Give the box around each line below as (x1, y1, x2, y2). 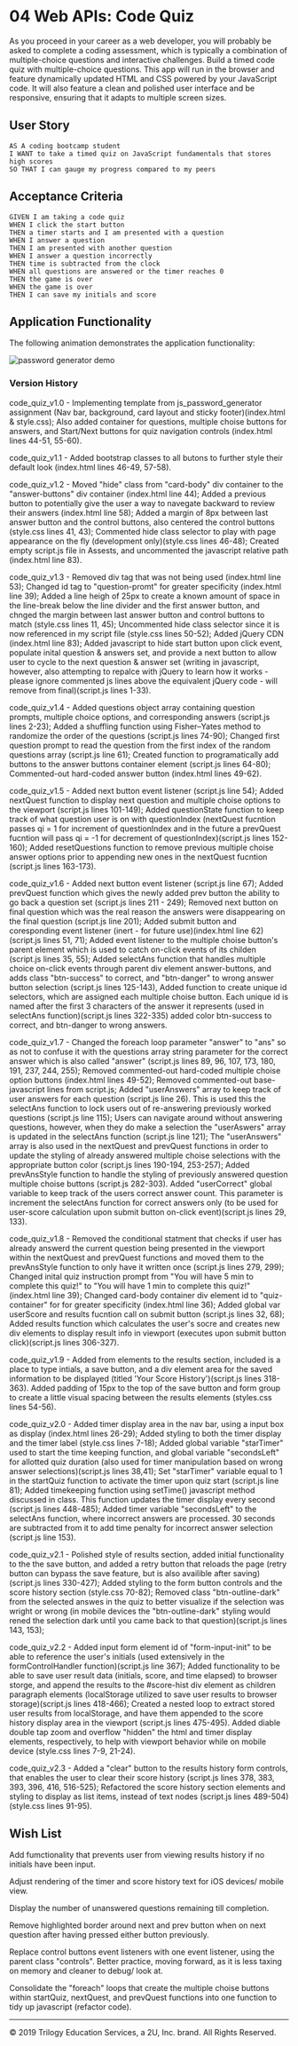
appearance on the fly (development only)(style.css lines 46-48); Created (9, 535, 279, 546)
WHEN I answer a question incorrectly (9, 251, 153, 260)
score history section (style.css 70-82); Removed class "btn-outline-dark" (9, 1587, 281, 1598)
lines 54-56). (9, 1401, 57, 1412)
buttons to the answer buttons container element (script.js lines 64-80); (9, 758, 271, 769)
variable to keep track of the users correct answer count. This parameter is (9, 1187, 284, 1198)
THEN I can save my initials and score (9, 290, 157, 299)
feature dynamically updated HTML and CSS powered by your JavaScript (9, 73, 278, 83)
